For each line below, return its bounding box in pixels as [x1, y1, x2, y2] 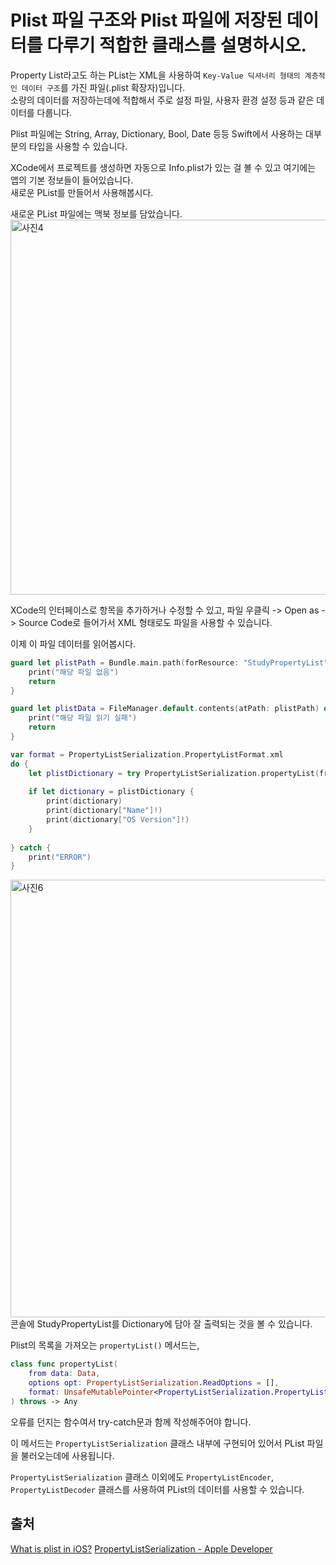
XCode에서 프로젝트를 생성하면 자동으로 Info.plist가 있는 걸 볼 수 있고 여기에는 [10, 161, 317, 173]
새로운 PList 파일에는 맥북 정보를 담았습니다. [10, 207, 183, 220]
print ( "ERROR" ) [28, 852, 92, 862]
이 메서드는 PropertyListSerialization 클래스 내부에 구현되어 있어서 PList [10, 1437, 305, 1449]
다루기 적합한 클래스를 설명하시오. [46, 34, 307, 57]
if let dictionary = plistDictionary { [28, 787, 195, 797]
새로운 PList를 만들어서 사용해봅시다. [10, 186, 154, 198]
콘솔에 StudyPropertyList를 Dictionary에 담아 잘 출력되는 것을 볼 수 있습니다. [10, 1318, 313, 1330]
